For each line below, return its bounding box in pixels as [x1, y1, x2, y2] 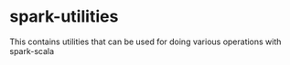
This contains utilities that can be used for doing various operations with [9, 36, 282, 47]
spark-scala [9, 45, 55, 56]
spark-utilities [9, 6, 119, 27]
